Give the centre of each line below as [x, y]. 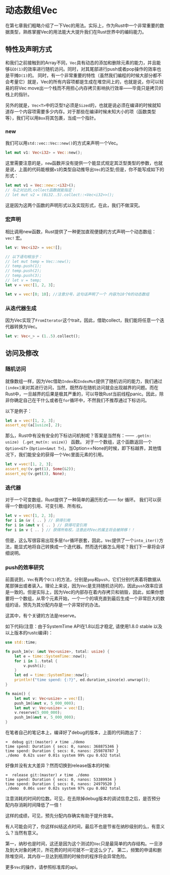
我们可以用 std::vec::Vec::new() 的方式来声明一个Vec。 [63, 143]
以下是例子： [18, 411]
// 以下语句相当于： [24, 257]
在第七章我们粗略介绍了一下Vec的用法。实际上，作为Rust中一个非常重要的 [83, 25]
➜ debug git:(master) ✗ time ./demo [45, 742]
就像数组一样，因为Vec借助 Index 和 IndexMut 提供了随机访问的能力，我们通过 [84, 381]
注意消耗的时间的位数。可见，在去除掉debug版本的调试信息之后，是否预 [81, 799]
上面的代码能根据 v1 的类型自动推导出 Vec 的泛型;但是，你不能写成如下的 [91, 169]
